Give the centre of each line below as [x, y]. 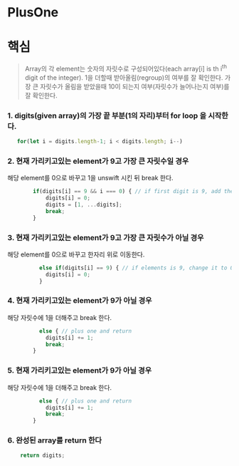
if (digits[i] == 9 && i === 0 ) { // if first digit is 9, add [127, 192]
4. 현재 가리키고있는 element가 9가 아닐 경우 [80, 301]
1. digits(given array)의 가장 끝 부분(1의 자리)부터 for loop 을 [107, 115]
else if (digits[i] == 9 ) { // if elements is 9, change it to [133, 268]
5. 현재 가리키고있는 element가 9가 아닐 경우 [80, 371]
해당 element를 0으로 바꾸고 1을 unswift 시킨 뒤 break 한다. [90, 178]
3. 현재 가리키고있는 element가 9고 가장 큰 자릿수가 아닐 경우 [106, 237]
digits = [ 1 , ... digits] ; [84, 204]
